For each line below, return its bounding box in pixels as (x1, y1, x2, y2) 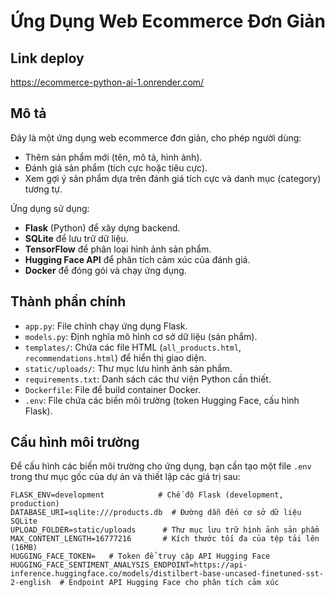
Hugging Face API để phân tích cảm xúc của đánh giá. (24, 253, 251, 265)
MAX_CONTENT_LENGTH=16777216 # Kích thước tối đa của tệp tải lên (10, 534, 320, 544)
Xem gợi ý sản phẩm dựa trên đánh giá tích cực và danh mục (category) (24, 172, 322, 184)
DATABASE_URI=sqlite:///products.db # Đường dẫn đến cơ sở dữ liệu (10, 508, 302, 518)
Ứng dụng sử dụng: (10, 202, 90, 214)
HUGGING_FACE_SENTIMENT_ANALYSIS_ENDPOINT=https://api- (10, 560, 248, 570)
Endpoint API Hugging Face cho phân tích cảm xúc (68, 578, 280, 588)
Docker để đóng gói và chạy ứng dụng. (24, 264, 187, 276)
